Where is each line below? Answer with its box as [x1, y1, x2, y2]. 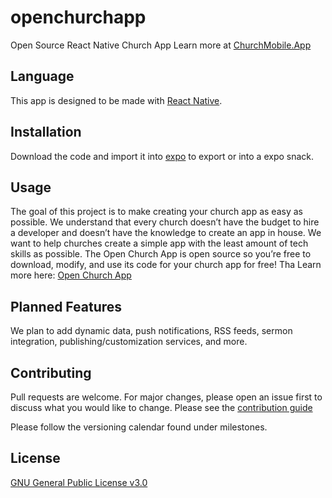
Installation [10, 124, 82, 141]
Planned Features [10, 298, 123, 315]
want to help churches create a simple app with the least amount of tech [10, 237, 309, 250]
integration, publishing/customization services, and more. [10, 336, 248, 348]
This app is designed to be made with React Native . [10, 94, 223, 106]
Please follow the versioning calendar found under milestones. [10, 421, 268, 433]
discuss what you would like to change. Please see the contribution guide [10, 402, 313, 413]
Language [10, 68, 75, 85]
